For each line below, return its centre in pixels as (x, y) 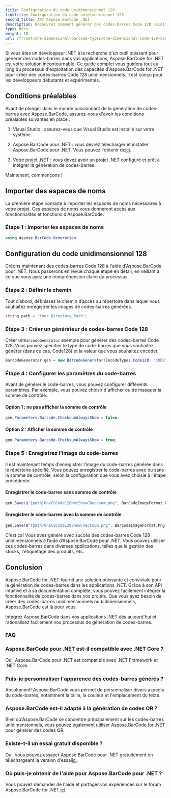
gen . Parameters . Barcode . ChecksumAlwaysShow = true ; (61, 440)
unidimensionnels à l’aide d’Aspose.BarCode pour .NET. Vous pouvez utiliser (85, 540)
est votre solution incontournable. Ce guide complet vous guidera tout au (82, 64)
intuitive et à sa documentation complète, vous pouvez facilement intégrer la (85, 590)
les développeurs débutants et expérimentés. (53, 80)
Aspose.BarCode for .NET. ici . (36, 790)
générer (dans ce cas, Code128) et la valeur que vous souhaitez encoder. (82, 351)
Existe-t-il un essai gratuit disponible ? (54, 743)
